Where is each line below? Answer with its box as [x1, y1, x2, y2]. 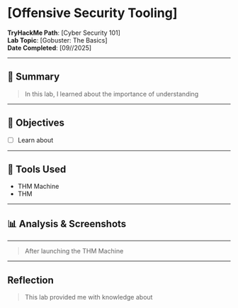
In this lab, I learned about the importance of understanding [24, 89, 199, 98]
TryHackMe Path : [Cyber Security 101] [7, 28, 120, 37]
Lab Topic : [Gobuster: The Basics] [7, 35, 108, 44]
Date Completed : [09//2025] [7, 43, 92, 52]
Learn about [17, 136, 54, 144]
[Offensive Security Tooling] [7, 5, 178, 21]
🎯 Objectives [7, 117, 65, 129]
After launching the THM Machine [24, 247, 124, 255]
